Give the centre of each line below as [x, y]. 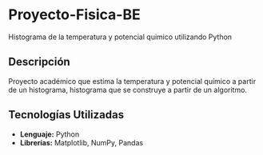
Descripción [39, 62]
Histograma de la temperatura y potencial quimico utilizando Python [120, 37]
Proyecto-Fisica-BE [75, 15]
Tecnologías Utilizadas [66, 115]
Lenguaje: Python [50, 134]
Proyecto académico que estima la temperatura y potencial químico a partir [132, 81]
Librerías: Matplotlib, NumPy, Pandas [82, 142]
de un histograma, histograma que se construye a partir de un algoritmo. [128, 89]
